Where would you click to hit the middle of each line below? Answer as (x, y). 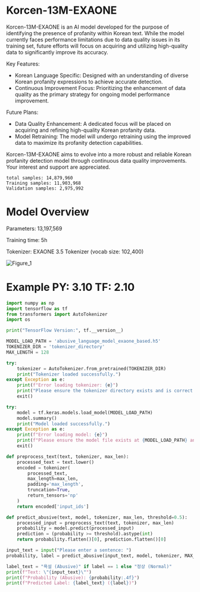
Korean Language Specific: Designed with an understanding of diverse (101, 75)
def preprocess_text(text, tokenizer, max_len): (68, 457)
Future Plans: (22, 112)
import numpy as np (30, 303)
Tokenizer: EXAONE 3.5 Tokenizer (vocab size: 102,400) (75, 252)
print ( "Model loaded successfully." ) (64, 424)
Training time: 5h (27, 240)
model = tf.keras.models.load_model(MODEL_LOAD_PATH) (85, 413)
